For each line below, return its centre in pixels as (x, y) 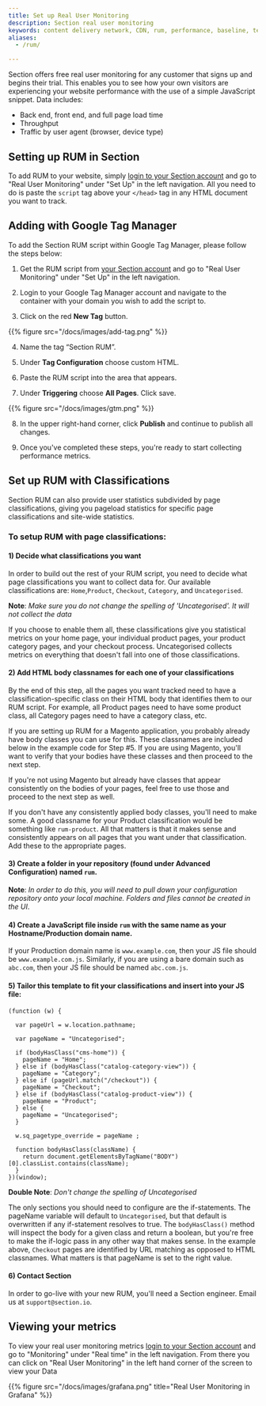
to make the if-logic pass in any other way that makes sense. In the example (132, 1241)
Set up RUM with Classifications (89, 481)
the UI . (19, 906)
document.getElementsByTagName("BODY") (113, 1157)
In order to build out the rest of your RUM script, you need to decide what (128, 573)
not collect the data (40, 614)
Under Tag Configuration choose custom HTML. (99, 362)
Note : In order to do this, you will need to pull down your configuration (123, 890)
